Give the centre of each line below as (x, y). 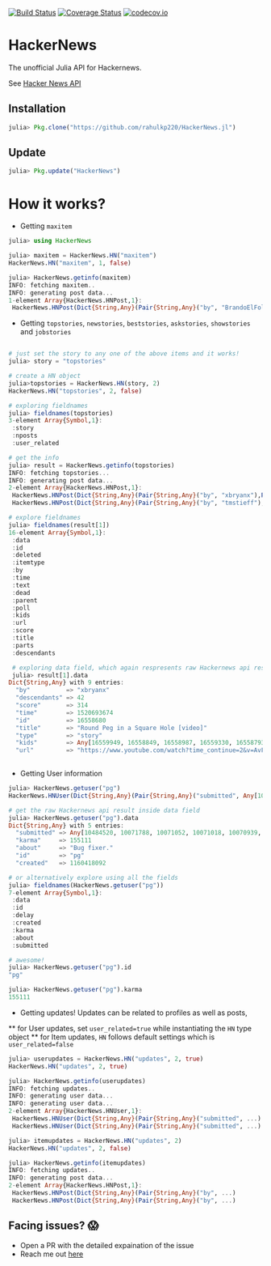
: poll (21, 608)
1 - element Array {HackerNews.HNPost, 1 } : (75, 300)
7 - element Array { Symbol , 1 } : (56, 893)
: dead (21, 593)
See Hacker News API (45, 83)
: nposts (25, 436)
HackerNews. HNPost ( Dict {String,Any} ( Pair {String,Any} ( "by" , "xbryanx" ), (137, 495)
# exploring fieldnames (48, 406)
